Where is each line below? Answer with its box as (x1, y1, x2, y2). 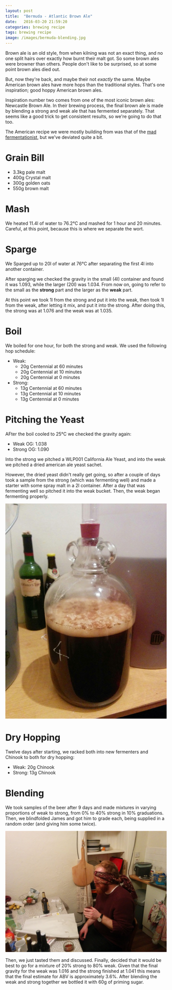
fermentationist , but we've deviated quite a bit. (5, 134, 103, 140)
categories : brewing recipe (5, 25, 66, 30)
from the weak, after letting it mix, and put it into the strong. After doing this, (5, 302, 165, 308)
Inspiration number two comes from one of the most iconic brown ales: (5, 97, 155, 103)
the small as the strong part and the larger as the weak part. (5, 287, 133, 293)
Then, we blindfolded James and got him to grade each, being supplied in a (5, 815, 165, 822)
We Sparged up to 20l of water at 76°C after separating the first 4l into (5, 260, 154, 266)
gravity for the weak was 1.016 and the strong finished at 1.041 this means (5, 968, 160, 974)
